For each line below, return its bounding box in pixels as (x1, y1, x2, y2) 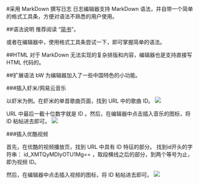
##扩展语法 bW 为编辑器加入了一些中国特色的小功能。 (6, 72, 141, 78)
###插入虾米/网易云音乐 (6, 84, 67, 92)
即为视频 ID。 (6, 159, 40, 165)
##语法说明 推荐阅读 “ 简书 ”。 (6, 26, 79, 33)
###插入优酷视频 (6, 130, 48, 138)
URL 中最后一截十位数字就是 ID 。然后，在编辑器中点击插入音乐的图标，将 (6, 110, 191, 117)
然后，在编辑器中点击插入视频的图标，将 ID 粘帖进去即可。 (6, 171, 152, 178)
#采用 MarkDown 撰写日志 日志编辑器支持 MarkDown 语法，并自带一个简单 (6, 5, 194, 12)
